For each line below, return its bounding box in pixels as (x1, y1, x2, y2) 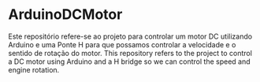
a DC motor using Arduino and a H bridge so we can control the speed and (8, 57, 251, 66)
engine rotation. (8, 65, 60, 74)
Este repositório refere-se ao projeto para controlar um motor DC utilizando (8, 32, 253, 41)
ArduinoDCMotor (8, 6, 123, 24)
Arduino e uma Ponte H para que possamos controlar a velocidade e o (8, 39, 236, 49)
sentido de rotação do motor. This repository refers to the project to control (8, 48, 252, 58)
